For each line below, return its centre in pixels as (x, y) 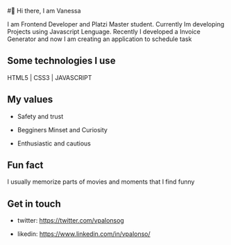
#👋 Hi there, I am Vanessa (44, 11)
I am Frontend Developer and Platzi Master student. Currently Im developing (116, 24)
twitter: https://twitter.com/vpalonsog (71, 221)
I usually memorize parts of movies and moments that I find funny (101, 182)
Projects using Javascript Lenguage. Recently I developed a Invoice (104, 32)
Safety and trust (40, 116)
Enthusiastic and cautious (54, 143)
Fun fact (25, 165)
